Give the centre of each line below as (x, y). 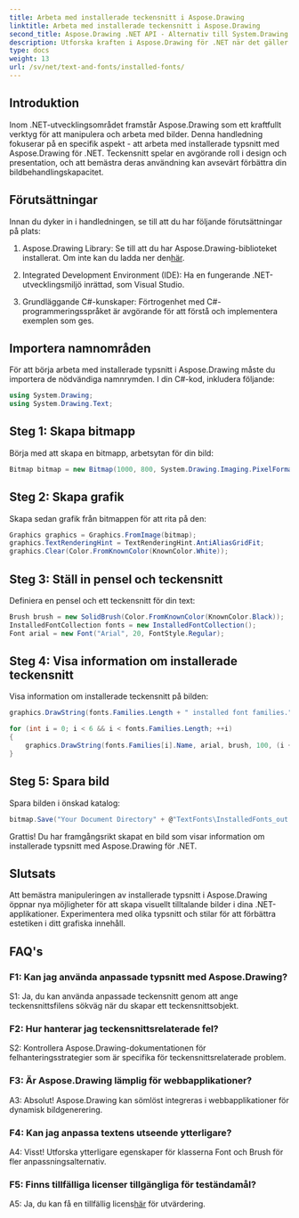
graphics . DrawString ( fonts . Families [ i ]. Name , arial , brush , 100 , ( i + (159, 746)
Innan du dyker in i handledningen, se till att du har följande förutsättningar (146, 221)
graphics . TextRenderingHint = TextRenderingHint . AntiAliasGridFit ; (137, 543)
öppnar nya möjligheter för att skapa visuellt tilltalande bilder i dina (131, 905)
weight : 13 (29, 59)
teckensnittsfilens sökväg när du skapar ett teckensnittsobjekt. (124, 1006)
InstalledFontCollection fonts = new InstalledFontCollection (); (133, 625)
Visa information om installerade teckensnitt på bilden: (109, 696)
